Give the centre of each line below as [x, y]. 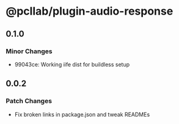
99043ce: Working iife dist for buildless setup [72, 64]
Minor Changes [29, 51]
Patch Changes [29, 101]
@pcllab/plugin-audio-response [89, 11]
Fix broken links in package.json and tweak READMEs [82, 114]
